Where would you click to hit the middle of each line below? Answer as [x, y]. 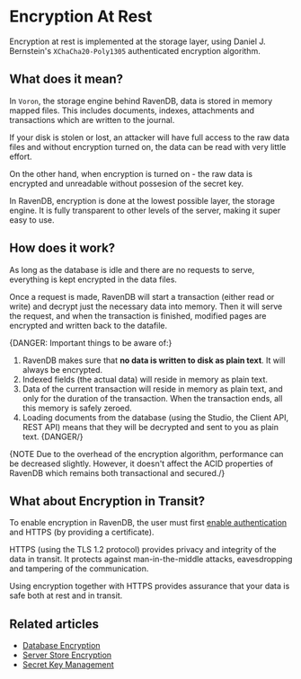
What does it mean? [66, 79]
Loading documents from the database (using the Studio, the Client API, [155, 417]
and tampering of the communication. [79, 569]
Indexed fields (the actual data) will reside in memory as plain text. [145, 379]
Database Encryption [61, 646]
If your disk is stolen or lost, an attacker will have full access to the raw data [150, 137]
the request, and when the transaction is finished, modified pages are [138, 315]
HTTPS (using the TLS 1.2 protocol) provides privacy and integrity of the [143, 550]
